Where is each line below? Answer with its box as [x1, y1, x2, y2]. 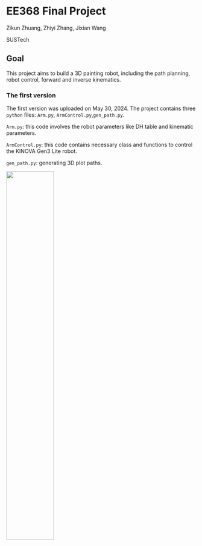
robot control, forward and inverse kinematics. [6, 76, 122, 83]
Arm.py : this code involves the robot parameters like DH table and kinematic [6, 123, 194, 131]
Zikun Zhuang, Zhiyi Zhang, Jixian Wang [6, 24, 107, 31]
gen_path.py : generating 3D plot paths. [6, 159, 103, 167]
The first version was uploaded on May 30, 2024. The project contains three [6, 105, 196, 112]
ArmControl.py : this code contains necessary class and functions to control [6, 141, 193, 149]
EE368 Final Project [6, 4, 107, 18]
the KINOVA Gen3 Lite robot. [6, 148, 77, 155]
